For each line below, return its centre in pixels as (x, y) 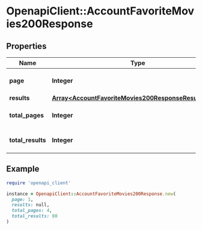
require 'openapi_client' (38, 183)
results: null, (31, 205)
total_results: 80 (35, 216)
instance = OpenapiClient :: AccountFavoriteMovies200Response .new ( (91, 194)
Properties (26, 46)
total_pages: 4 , (32, 211)
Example (23, 169)
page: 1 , (23, 199)
